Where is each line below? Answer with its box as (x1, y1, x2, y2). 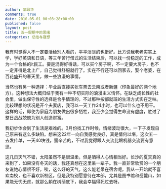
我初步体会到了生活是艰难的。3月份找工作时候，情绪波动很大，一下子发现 (5, 125, 155, 131)
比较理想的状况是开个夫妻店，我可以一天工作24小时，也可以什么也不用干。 (5, 102, 158, 108)
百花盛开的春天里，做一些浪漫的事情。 (5, 73, 83, 79)
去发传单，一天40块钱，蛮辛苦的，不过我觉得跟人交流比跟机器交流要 (5, 137, 145, 143)
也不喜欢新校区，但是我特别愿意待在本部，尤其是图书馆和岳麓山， (22, 172, 157, 178)
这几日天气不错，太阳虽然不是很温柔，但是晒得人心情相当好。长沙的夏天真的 (5, 154, 161, 160)
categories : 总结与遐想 (5, 35, 50, 40)
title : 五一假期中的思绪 (5, 30, 50, 35)
